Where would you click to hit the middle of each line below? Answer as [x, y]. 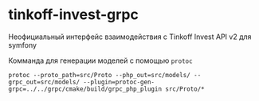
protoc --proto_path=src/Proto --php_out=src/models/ [100, 75]
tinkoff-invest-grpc [74, 15]
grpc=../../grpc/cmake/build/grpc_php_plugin [85, 89]
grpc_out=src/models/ [44, 82]
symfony [23, 45]
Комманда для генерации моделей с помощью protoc [100, 60]
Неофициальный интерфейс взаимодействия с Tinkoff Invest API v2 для [130, 37]
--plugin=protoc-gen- [119, 82]
